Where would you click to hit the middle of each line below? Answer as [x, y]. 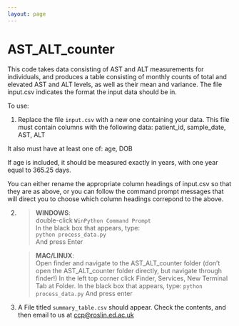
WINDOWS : [53, 213]
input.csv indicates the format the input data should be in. [92, 92]
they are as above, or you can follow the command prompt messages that [116, 191]
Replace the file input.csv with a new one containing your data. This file [123, 119]
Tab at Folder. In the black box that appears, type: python [119, 285]
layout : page [27, 14]
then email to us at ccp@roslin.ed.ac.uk [76, 315]
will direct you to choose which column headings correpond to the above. [116, 199]
